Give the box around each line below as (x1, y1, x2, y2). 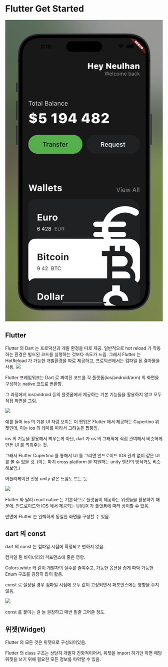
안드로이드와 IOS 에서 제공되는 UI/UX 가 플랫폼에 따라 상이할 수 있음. (15, 503, 150, 509)
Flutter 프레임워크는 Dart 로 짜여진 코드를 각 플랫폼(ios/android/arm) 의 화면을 (5, 374, 159, 381)
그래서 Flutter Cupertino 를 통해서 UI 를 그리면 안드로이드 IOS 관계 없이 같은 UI (5, 452, 160, 458)
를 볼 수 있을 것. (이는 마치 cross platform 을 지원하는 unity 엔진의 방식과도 (5, 459, 151, 465)
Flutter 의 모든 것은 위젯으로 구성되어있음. (5, 639, 86, 645)
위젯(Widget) (5, 625, 46, 633)
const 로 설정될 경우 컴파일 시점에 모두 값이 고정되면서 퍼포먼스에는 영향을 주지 (5, 582, 159, 588)
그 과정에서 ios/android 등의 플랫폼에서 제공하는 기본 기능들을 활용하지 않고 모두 (5, 391, 162, 397)
